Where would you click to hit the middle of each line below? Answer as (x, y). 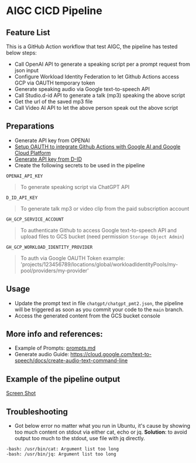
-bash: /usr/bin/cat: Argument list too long (62, 449)
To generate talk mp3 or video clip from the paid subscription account (105, 208)
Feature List (28, 33)
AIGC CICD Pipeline (54, 11)
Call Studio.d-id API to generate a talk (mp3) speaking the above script (100, 95)
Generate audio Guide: (42, 354)
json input (27, 70)
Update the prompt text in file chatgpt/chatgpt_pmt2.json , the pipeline (99, 303)
